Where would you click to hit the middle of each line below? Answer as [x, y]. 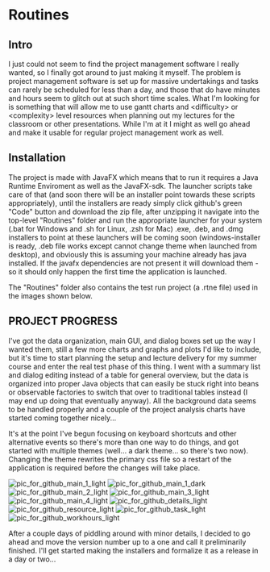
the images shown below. [50, 295]
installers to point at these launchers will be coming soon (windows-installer [135, 237]
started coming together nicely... [62, 418]
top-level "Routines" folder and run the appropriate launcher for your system [135, 220]
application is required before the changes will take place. [104, 468]
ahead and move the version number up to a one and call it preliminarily [127, 541]
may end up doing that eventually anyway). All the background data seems [132, 400]
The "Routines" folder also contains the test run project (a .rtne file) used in [133, 287]
